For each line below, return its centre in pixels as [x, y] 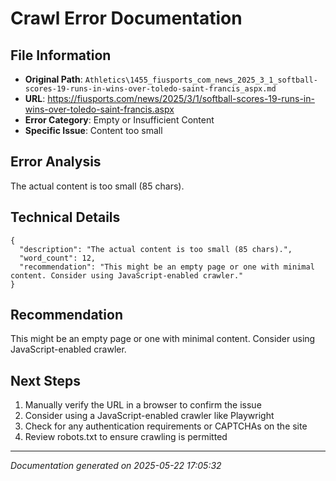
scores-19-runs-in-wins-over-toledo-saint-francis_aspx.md [150, 89]
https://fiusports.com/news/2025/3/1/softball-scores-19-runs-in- [181, 98]
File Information [61, 55]
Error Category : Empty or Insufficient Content [119, 120]
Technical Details [65, 217]
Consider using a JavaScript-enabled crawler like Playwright [149, 416]
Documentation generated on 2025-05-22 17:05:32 [116, 466]
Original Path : [53, 79]
